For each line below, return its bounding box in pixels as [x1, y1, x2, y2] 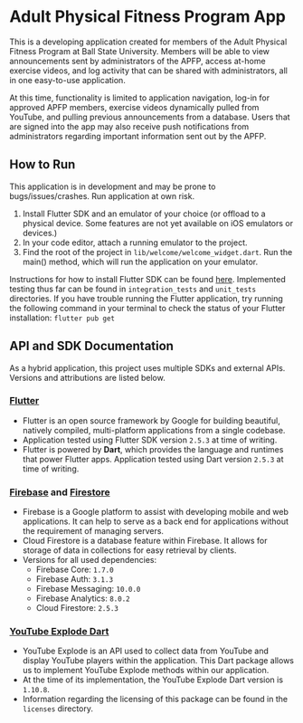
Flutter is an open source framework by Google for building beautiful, [22, 414, 280, 426]
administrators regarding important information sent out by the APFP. [9, 130, 267, 141]
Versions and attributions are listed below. [9, 372, 166, 383]
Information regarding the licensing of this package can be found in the [22, 694, 288, 705]
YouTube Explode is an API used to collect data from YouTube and [22, 645, 270, 657]
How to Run [9, 157, 76, 173]
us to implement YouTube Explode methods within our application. [22, 665, 270, 676]
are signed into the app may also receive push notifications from [9, 120, 250, 132]
